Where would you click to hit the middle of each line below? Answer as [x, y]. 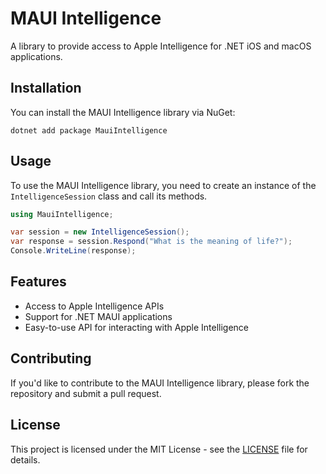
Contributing [51, 358]
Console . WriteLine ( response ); [73, 251]
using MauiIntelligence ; [62, 214]
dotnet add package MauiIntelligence [89, 130]
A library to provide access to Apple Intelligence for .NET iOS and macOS [161, 46]
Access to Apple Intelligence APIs [94, 306]
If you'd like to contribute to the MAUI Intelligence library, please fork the [160, 383]
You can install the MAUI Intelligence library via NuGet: [123, 112]
